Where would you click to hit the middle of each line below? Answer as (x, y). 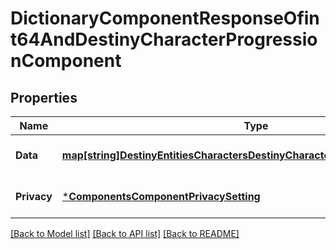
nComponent (66, 61)
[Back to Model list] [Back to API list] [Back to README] (125, 233)
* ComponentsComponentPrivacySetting (161, 196)
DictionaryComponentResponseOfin (165, 18)
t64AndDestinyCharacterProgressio (164, 39)
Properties (44, 97)
